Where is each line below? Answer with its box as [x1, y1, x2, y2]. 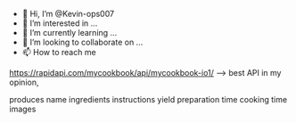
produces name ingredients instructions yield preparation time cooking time [9, 94, 288, 104]
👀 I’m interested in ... [21, 18, 98, 29]
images [9, 103, 37, 114]
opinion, [9, 77, 39, 87]
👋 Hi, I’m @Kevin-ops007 [21, 9, 114, 19]
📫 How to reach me [21, 47, 96, 57]
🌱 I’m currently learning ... [21, 28, 118, 37]
